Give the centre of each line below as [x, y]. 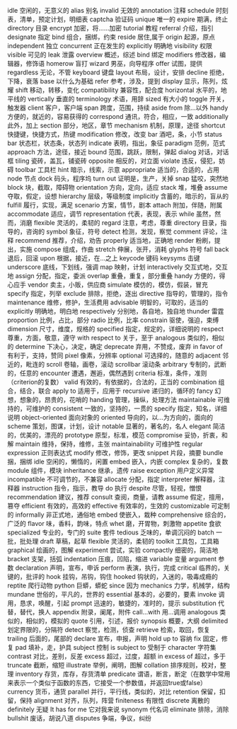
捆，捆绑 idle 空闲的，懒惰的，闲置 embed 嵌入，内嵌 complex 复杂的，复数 [118, 461]
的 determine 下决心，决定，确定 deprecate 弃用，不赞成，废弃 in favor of [115, 346]
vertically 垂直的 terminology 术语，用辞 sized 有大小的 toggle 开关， [128, 99]
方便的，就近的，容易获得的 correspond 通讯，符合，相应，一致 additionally [118, 116]
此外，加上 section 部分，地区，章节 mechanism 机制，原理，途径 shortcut [116, 125]
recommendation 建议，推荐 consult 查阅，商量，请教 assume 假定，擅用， [117, 497]
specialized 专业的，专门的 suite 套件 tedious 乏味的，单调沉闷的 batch [111, 532]
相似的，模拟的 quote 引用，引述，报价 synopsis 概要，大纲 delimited [127, 621]
